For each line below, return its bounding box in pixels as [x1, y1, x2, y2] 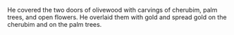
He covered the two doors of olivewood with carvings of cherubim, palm [7, 6, 218, 14]
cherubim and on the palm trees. [7, 21, 102, 28]
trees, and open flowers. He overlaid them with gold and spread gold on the [7, 13, 227, 21]
